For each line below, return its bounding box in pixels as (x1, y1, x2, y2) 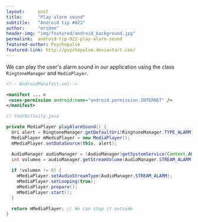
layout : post (6, 8, 49, 15)
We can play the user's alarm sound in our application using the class (6, 63, 175, 70)
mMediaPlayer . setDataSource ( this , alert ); (11, 140, 117, 146)
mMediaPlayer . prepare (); (16, 184, 78, 190)
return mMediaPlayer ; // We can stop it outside (11, 205, 133, 211)
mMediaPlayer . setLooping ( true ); (16, 178, 96, 184)
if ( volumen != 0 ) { (11, 168, 62, 174)
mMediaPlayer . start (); (16, 190, 72, 195)
